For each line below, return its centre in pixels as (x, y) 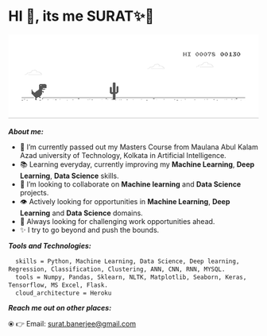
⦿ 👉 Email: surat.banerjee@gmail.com (72, 323)
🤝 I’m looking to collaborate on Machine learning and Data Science (130, 184)
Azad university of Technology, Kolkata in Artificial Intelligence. (123, 155)
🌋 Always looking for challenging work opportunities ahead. (117, 221)
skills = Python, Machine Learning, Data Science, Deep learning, (128, 261)
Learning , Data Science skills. (69, 176)
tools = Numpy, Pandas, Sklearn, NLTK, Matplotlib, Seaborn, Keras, (131, 277)
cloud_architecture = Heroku (64, 293)
